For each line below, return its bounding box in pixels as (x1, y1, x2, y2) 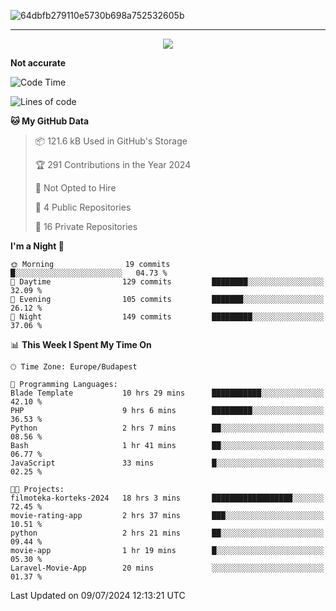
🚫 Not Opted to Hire (34, 182, 117, 194)
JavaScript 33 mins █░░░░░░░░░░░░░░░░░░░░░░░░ (10, 458, 325, 468)
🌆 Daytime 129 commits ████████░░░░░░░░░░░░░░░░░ (10, 277, 325, 287)
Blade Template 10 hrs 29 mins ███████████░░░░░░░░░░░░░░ (10, 388, 325, 398)
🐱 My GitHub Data (10, 115, 90, 127)
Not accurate (10, 57, 66, 69)
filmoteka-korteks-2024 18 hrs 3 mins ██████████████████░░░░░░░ (10, 493, 325, 503)
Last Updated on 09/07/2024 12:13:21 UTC (10, 590, 186, 601)
